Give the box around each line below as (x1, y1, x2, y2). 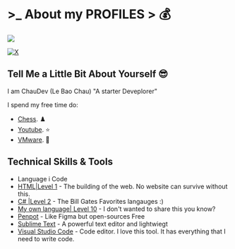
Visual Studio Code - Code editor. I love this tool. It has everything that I (17, 227, 226, 236)
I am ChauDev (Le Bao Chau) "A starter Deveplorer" (7, 87, 157, 95)
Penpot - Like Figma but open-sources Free (17, 212, 145, 220)
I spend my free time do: (7, 100, 79, 109)
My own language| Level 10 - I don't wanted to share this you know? (17, 205, 216, 213)
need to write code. (17, 234, 75, 243)
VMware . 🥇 (17, 135, 50, 144)
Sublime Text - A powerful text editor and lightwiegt (17, 219, 168, 228)
